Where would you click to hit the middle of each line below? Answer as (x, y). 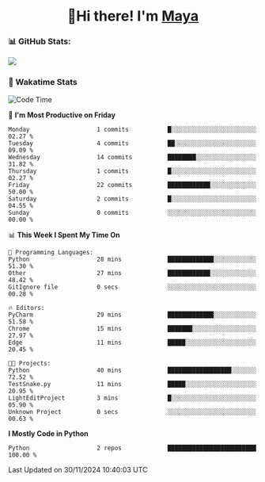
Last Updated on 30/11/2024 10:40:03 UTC (78, 469)
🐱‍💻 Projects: (30, 363)
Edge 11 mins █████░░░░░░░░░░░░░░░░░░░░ (132, 342)
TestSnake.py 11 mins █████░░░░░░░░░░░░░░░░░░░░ (132, 384)
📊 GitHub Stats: (40, 41)
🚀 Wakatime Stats (43, 82)
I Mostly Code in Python (48, 433)
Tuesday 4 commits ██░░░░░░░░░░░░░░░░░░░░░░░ (132, 143)
